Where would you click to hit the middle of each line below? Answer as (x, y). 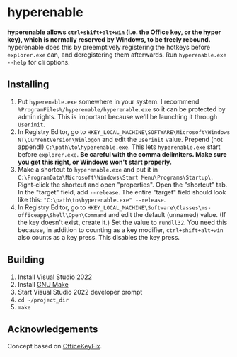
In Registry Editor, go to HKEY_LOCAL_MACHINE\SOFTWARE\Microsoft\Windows (124, 131)
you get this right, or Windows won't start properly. (94, 162)
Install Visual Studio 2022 (54, 277)
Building (26, 260)
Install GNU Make (43, 284)
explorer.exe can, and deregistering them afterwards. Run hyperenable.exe (117, 55)
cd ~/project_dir (43, 300)
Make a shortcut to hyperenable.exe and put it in (88, 169)
